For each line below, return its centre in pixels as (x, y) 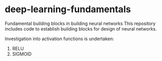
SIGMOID (22, 54)
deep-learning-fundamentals (68, 9)
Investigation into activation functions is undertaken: (59, 39)
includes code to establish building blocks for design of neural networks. (81, 28)
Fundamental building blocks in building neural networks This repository (80, 23)
